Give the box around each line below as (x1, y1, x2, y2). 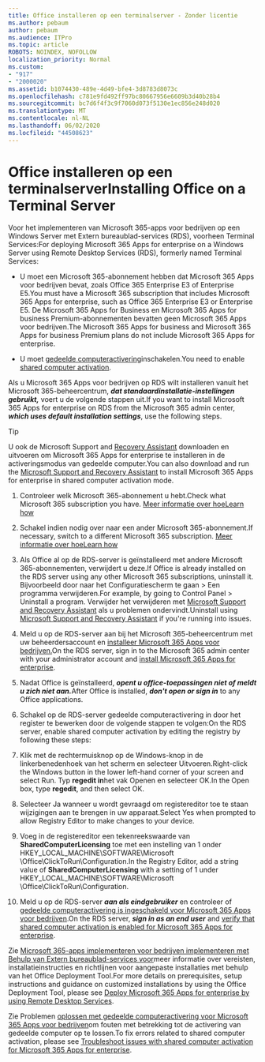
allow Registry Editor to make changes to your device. (19, 816, 195, 825)
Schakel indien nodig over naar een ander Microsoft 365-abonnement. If (19, 523, 254, 532)
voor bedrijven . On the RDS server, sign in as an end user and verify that (19, 914, 255, 923)
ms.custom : (8, 63, 44, 71)
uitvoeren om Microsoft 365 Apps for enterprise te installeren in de (8, 450, 226, 460)
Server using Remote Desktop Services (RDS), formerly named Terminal (8, 248, 242, 257)
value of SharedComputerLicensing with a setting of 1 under (19, 865, 218, 874)
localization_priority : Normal (8, 56, 111, 64)
